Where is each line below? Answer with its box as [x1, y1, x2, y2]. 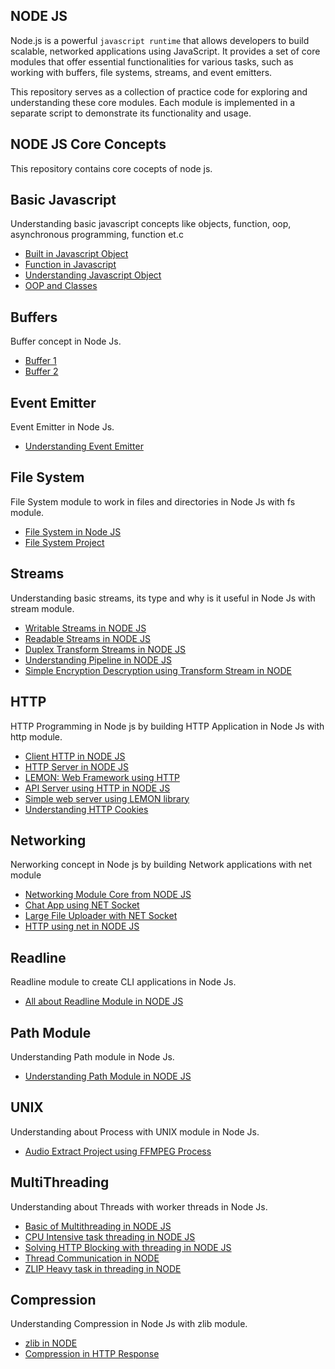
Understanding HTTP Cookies [24, 803, 149, 815]
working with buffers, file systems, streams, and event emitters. [10, 66, 273, 78]
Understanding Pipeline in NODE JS [24, 654, 172, 666]
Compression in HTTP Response [24, 1348, 160, 1360]
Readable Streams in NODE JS [24, 632, 151, 644]
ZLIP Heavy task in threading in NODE [24, 1262, 182, 1274]
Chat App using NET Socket [24, 899, 140, 911]
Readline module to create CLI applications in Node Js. [10, 976, 237, 988]
